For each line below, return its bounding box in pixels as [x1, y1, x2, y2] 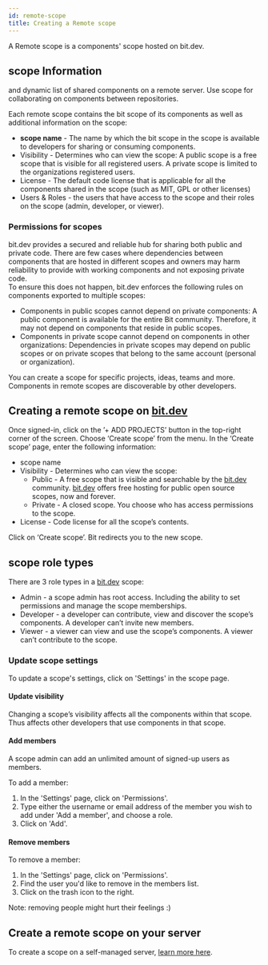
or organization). [19, 357, 75, 366]
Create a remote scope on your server [8, 926, 202, 939]
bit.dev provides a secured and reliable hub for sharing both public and [8, 239, 242, 249]
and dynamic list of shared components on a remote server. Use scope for [8, 86, 254, 95]
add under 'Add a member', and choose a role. [19, 810, 174, 819]
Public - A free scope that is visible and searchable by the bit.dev [31, 475, 247, 484]
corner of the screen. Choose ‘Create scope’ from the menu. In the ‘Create [8, 433, 254, 444]
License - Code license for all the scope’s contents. [19, 517, 190, 527]
